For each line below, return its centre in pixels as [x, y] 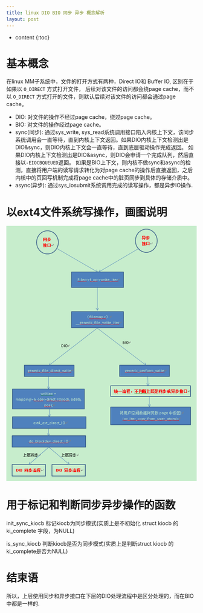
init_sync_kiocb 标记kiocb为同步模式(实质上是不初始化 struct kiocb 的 [92, 523]
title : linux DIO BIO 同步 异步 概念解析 [55, 13]
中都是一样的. [23, 603]
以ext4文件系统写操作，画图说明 [87, 212]
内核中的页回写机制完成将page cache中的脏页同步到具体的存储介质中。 [104, 178]
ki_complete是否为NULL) [37, 551]
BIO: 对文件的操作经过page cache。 [60, 125]
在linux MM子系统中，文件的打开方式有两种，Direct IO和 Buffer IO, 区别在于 [100, 81]
